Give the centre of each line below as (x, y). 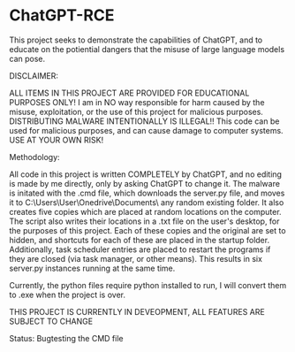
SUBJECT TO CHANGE (51, 321)
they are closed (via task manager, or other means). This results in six (136, 258)
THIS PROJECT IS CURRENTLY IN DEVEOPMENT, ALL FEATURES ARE (137, 311)
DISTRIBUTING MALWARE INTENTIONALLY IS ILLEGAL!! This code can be (144, 121)
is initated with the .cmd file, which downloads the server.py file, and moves (147, 193)
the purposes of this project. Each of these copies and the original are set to (147, 230)
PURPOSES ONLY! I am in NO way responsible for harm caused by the (137, 102)
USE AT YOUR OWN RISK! (57, 140)
